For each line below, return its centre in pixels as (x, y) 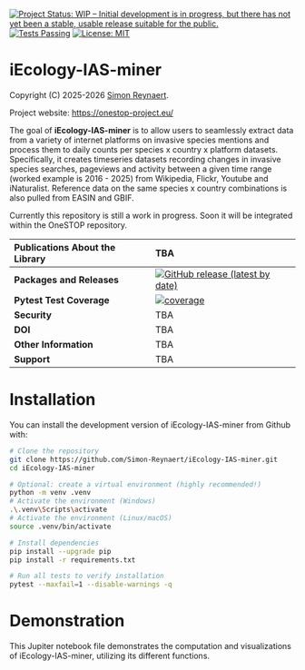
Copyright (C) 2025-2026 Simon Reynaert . (89, 94)
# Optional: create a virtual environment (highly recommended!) (135, 484)
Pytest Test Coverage (62, 300)
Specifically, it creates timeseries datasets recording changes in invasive (145, 159)
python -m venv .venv (50, 493)
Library (30, 259)
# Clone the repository (54, 451)
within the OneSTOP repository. (69, 225)
